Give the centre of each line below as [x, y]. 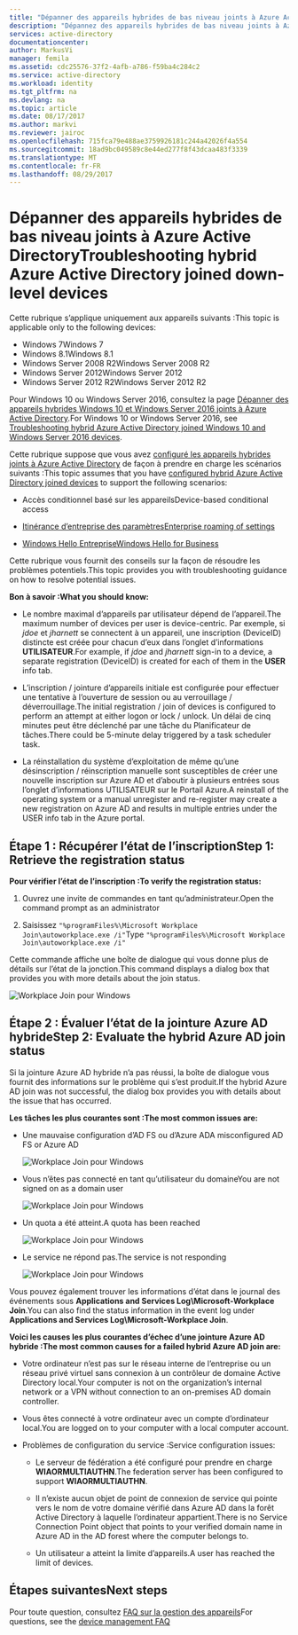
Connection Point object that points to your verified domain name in [159, 1526]
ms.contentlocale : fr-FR [55, 166]
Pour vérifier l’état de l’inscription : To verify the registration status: [135, 881]
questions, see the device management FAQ [90, 1621]
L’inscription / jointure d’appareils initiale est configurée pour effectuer [150, 688]
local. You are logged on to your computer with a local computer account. [155, 1427]
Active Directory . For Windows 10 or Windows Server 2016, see [123, 419]
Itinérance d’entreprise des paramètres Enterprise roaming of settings [148, 527]
